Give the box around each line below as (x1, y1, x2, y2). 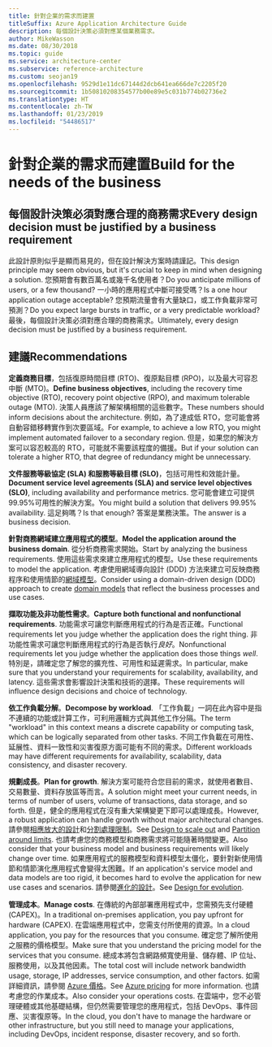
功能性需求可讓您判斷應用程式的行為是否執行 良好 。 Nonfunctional (8, 639, 227, 649)
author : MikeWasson (8, 34, 75, 43)
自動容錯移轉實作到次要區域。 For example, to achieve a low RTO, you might (8, 422, 261, 432)
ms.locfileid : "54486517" (8, 118, 96, 126)
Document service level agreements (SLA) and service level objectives (8, 477, 253, 488)
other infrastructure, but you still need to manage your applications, (8, 1020, 234, 1030)
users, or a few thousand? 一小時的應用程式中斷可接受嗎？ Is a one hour (8, 285, 248, 294)
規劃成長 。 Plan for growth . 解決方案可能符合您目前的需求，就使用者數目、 (8, 776, 258, 786)
